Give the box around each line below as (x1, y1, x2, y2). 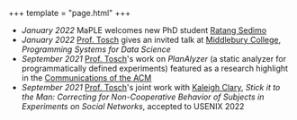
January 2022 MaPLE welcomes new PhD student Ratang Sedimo (21, 25, 267, 35)
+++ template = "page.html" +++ (8, 8, 131, 18)
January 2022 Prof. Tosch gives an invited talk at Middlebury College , (21, 35, 282, 45)
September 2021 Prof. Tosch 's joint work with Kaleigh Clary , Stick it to (21, 82, 281, 92)
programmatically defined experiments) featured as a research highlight (21, 63, 289, 73)
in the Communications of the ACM (21, 73, 152, 83)
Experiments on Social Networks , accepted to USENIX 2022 (21, 101, 245, 111)
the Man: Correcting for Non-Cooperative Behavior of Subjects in (21, 91, 265, 102)
